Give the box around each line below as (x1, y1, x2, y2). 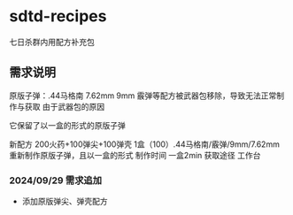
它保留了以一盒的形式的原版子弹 (9, 119, 126, 130)
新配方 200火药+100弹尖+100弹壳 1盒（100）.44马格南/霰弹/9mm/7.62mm (9, 139, 281, 150)
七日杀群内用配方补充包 (9, 36, 95, 47)
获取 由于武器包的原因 (24, 101, 104, 111)
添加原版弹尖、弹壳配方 (21, 196, 108, 207)
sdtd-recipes (9, 6, 107, 27)
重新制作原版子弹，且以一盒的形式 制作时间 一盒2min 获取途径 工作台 (9, 150, 261, 160)
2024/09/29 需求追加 (9, 174, 103, 187)
